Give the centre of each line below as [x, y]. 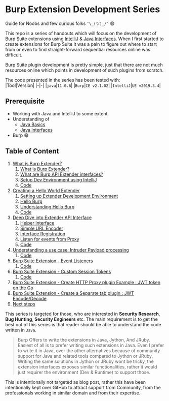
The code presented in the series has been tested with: [63, 80]
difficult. [14, 55]
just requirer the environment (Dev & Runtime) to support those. [84, 372]
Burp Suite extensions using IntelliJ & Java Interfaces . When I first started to [85, 39]
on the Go [23, 288]
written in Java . [21, 330]
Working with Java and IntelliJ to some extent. [61, 113]
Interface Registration [43, 234]
